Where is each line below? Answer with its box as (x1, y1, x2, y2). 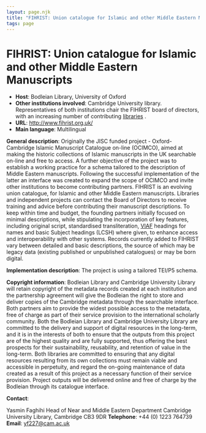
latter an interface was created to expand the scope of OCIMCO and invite (6, 177, 194, 184)
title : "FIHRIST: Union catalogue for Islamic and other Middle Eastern (6, 15, 196, 21)
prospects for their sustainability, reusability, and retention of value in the (6, 344, 191, 351)
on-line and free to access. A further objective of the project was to (6, 157, 177, 164)
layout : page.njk (6, 9, 51, 15)
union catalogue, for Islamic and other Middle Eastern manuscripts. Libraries (6, 190, 199, 197)
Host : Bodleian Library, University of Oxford (15, 93, 127, 101)
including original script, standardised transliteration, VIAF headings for (6, 222, 186, 230)
